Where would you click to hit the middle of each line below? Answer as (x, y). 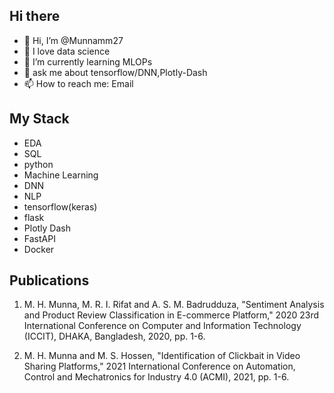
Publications (49, 280)
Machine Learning (61, 175)
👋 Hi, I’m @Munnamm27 (73, 40)
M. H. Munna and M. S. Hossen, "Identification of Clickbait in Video (162, 356)
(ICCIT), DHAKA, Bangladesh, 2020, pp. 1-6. (114, 336)
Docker (39, 249)
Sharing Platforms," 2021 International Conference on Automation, (159, 366)
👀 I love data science (67, 51)
